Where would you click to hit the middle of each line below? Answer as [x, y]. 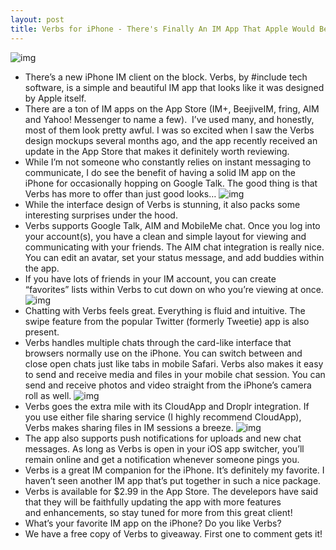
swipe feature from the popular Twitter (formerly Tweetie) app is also [167, 321]
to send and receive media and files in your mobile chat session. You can [175, 374]
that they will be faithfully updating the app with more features [153, 502]
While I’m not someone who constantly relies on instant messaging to [168, 162]
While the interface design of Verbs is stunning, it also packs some [162, 204]
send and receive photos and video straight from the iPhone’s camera [168, 385]
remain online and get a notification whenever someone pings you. [162, 459]
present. [42, 332]
